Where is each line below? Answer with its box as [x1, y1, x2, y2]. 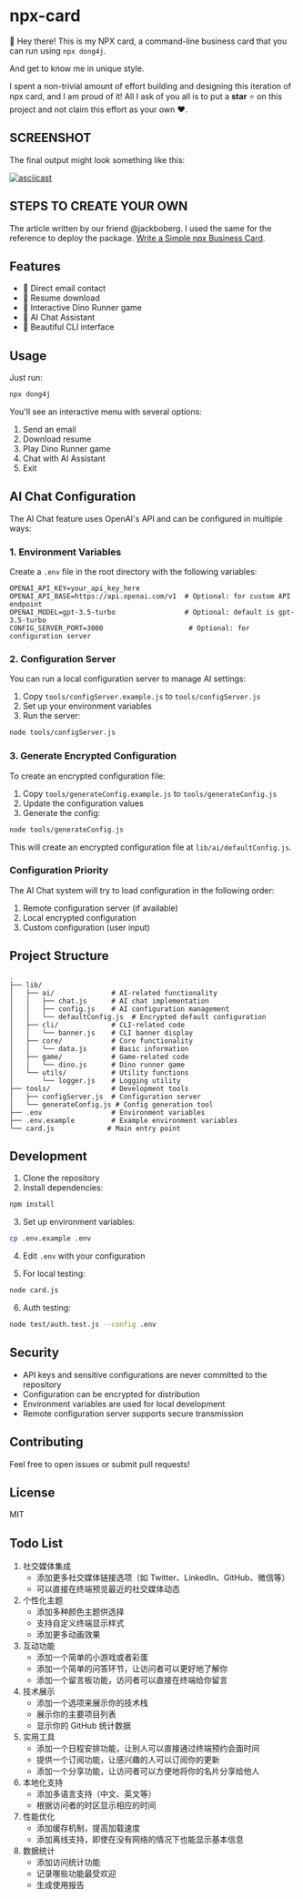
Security [9, 1345, 59, 1361]
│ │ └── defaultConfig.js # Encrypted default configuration [9, 1012, 267, 1021]
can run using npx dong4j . [9, 45, 106, 56]
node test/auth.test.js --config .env [9, 1320, 157, 1330]
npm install [9, 1200, 55, 1210]
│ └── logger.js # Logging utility [9, 1076, 181, 1085]
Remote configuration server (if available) [22, 903, 179, 914]
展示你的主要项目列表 [35, 1709, 116, 1720]
